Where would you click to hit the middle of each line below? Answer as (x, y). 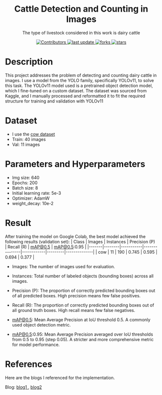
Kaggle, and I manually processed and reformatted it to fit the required (75, 96)
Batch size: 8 (25, 188)
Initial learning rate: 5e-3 (37, 193)
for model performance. (36, 344)
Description (29, 62)
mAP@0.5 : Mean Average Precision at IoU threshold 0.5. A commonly (81, 320)
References (29, 364)
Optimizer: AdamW (31, 198)
